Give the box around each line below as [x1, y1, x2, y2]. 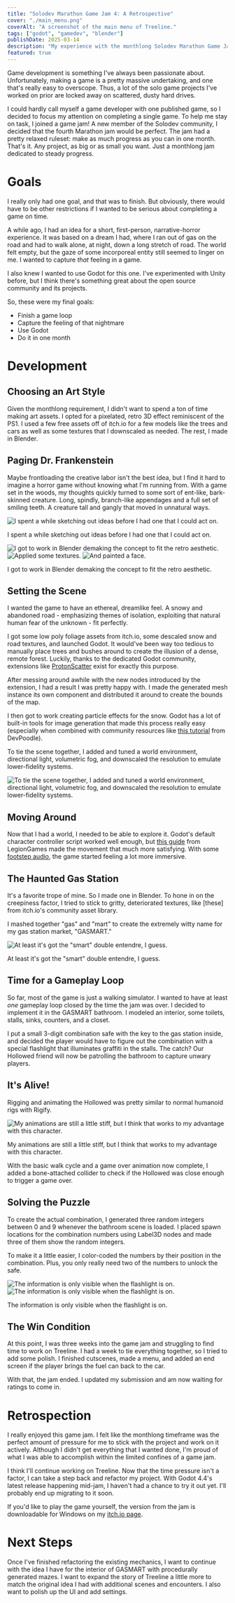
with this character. [7, 1148, 63, 1156]
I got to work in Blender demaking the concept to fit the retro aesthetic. [7, 565, 212, 573]
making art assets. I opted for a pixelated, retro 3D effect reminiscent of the [7, 412, 225, 420]
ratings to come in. [7, 1383, 62, 1391]
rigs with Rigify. [7, 1106, 52, 1114]
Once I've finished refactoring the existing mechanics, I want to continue [7, 1558, 217, 1567]
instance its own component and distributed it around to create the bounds [7, 690, 223, 699]
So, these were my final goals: [7, 297, 94, 306]
